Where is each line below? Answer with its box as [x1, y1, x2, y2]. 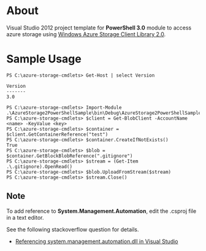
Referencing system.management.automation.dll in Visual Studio [15, 237, 178, 245]
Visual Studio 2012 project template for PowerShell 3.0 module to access [6, 24, 192, 31]
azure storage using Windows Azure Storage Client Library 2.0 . [6, 30, 166, 37]
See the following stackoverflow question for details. [6, 225, 139, 233]
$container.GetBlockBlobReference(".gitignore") [6, 153, 133, 159]
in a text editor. [6, 214, 44, 221]
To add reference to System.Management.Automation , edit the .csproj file [6, 207, 197, 215]
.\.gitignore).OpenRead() [6, 163, 72, 169]
